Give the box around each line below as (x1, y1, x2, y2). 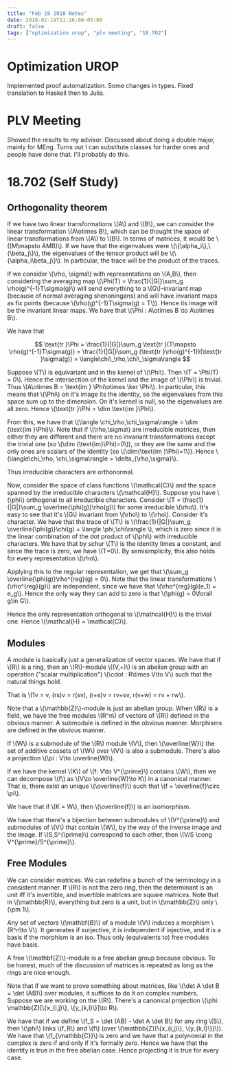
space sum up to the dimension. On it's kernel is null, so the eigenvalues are (7, 397, 222, 406)
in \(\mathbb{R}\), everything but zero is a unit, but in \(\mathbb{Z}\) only (7, 898, 214, 906)
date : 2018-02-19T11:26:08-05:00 (7, 16, 103, 23)
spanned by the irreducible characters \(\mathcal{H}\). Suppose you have (7, 489, 216, 497)
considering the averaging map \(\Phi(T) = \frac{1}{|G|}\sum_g (7, 277, 183, 285)
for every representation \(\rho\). (7, 554, 100, 562)
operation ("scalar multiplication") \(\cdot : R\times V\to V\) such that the (7, 670, 213, 678)
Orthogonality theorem (7, 201, 108, 213)
